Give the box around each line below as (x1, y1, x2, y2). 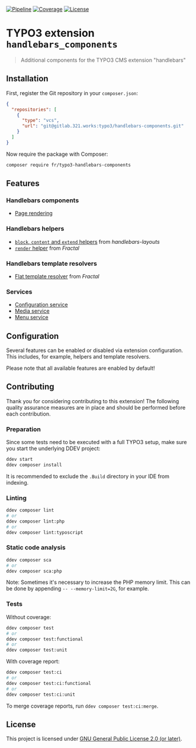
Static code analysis (6, 543, 66, 552)
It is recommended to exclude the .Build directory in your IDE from (6, 473, 170, 480)
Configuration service (14, 301, 68, 309)
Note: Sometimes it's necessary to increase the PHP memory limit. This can (6, 579, 191, 586)
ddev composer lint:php (6, 518, 65, 524)
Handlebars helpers (6, 225, 65, 233)
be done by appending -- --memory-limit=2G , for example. (6, 585, 149, 592)
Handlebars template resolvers (6, 259, 98, 268)
